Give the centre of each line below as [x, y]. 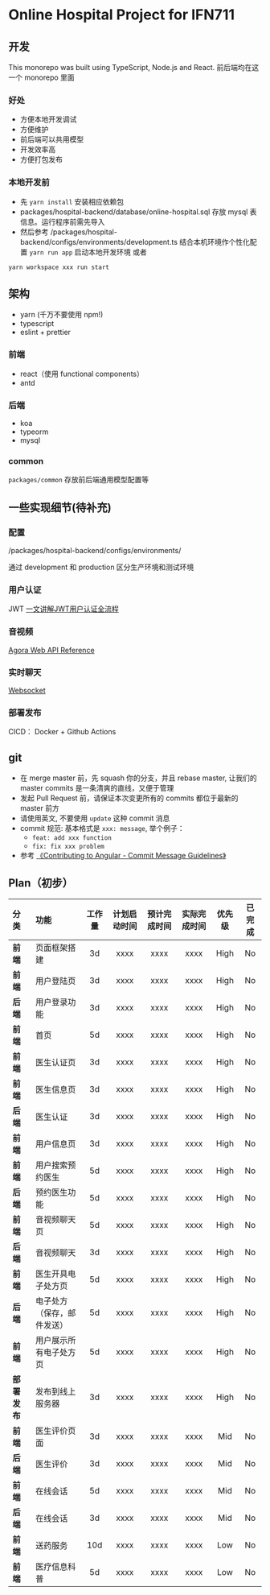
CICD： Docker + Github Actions [62, 732]
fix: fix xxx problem [68, 846]
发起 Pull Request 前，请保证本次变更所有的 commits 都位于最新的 [129, 798]
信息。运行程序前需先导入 [62, 221]
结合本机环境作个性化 [215, 242]
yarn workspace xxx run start [59, 267]
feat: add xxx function [72, 838]
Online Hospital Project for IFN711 [122, 15]
